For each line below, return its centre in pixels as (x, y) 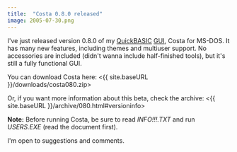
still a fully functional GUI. (45, 63)
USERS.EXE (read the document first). (63, 127)
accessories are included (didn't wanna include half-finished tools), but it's (116, 55)
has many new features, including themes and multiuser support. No (107, 48)
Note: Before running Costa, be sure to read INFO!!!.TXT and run (101, 119)
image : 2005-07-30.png (41, 21)
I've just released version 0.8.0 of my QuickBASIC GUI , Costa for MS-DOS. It (118, 40)
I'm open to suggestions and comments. (66, 140)
